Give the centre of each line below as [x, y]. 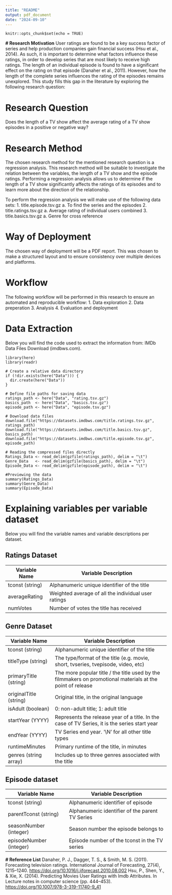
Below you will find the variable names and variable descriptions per [77, 534]
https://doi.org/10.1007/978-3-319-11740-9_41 [53, 887]
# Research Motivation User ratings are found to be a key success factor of [85, 43]
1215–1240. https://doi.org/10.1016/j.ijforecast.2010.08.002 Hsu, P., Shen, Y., [85, 871]
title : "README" [23, 10]
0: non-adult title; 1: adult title [91, 708]
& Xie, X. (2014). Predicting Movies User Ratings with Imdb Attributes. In [81, 876]
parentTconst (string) [33, 814]
